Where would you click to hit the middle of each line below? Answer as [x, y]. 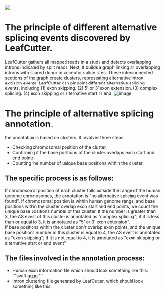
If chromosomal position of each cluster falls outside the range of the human [83, 190]
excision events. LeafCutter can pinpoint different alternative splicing [75, 83]
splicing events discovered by [68, 38]
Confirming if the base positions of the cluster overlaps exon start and [83, 152]
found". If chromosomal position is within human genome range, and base [80, 201]
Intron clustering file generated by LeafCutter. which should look [78, 281]
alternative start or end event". [36, 243]
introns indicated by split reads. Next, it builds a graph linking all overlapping [82, 67]
